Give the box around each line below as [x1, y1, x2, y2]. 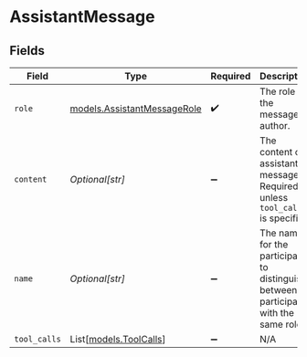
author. [259, 120, 291, 131]
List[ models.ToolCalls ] [69, 333, 166, 345]
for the [259, 238, 289, 250]
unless [259, 192, 289, 204]
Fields [9, 43, 46, 58]
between [259, 284, 298, 296]
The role [259, 85, 296, 98]
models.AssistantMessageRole [69, 102, 203, 115]
